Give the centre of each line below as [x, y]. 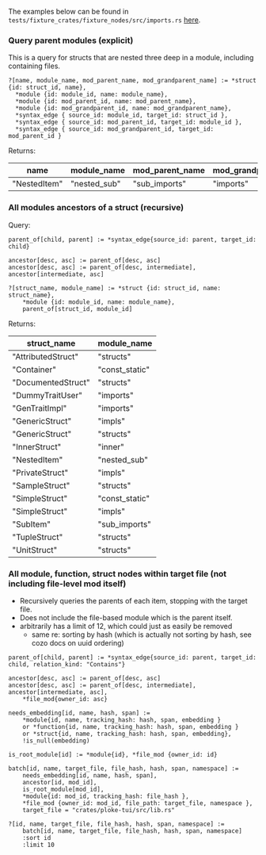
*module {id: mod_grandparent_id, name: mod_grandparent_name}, [123, 109]
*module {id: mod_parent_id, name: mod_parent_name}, [106, 102]
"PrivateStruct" [40, 473]
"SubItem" [32, 524]
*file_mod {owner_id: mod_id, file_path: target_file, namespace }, [138, 803]
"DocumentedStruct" [51, 382]
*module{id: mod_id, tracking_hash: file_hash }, [106, 796]
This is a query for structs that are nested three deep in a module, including [131, 58]
